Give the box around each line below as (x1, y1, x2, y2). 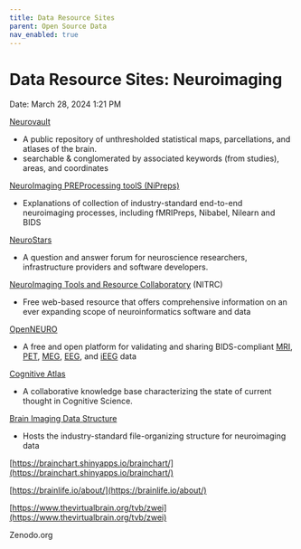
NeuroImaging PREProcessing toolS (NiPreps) (9, 180, 180, 191)
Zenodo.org (9, 530, 53, 541)
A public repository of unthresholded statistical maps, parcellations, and (22, 134, 291, 145)
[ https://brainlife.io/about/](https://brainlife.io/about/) (9, 485, 207, 496)
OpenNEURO (9, 324, 58, 335)
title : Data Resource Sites (9, 13, 116, 23)
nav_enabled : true (9, 30, 79, 39)
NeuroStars (9, 234, 52, 245)
